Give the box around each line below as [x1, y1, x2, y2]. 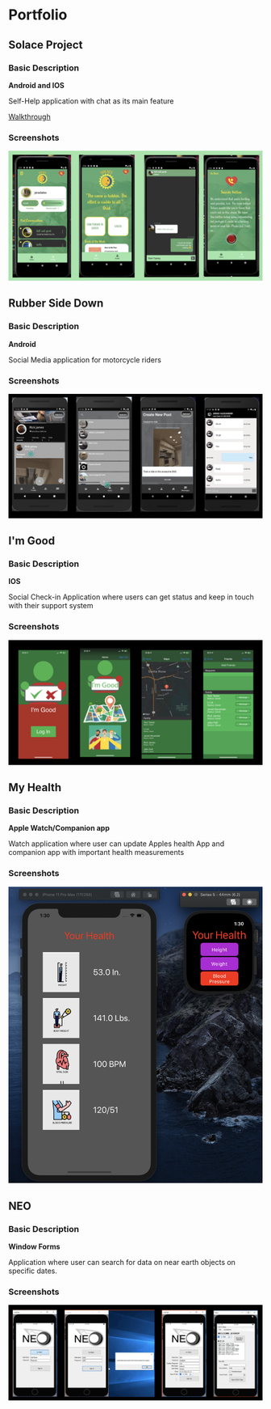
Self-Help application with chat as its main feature [8, 95, 174, 106]
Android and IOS [8, 80, 65, 90]
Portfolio [8, 6, 68, 24]
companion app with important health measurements [8, 848, 185, 857]
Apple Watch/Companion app [8, 823, 110, 833]
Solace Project [8, 38, 83, 52]
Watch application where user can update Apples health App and [8, 839, 225, 848]
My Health [8, 781, 62, 794]
